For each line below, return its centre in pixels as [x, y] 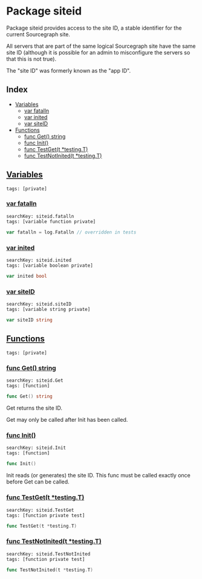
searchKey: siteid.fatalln [40, 216]
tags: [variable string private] [48, 310]
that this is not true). [31, 59]
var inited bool [27, 276]
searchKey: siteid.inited [39, 260]
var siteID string [29, 320]
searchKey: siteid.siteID [39, 304]
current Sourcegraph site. [38, 34]
